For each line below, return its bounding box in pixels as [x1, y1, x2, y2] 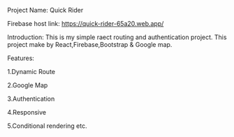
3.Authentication [7, 94, 55, 103]
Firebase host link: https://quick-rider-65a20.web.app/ [7, 20, 164, 27]
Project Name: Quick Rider [7, 6, 84, 14]
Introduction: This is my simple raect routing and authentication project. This [7, 33, 227, 41]
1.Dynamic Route [7, 68, 56, 75]
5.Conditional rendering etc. [7, 122, 87, 130]
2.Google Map [7, 81, 48, 89]
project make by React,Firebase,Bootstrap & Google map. [7, 41, 173, 48]
